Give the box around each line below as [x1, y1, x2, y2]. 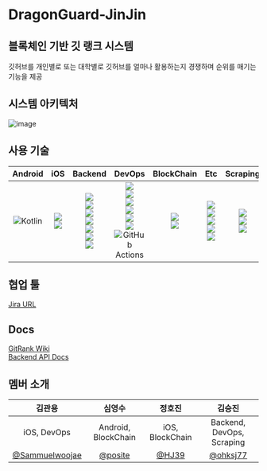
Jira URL [8, 300, 37, 309]
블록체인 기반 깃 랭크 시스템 [8, 39, 133, 53]
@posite [99, 450, 130, 461]
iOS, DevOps [23, 427, 72, 438]
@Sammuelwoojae [12, 450, 82, 461]
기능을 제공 [8, 72, 43, 81]
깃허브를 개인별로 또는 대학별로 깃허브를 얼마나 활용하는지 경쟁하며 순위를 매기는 [8, 62, 257, 71]
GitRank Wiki [8, 344, 50, 353]
